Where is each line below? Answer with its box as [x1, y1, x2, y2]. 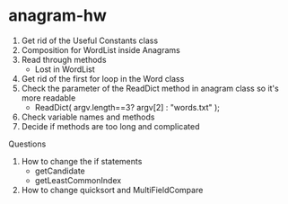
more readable [21, 92, 76, 103]
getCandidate [34, 165, 86, 176]
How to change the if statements [21, 155, 143, 166]
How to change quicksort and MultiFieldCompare [21, 184, 204, 195]
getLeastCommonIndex [34, 174, 122, 185]
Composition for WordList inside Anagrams [21, 44, 180, 55]
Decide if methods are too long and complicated [21, 120, 200, 131]
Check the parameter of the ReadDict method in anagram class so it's [21, 83, 279, 93]
